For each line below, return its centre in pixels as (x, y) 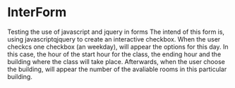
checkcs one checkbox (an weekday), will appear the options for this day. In (118, 46)
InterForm (37, 12)
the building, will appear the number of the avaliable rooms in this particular (117, 69)
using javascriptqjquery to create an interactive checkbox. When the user (114, 39)
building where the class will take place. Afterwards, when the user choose (116, 61)
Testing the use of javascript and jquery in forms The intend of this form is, (116, 32)
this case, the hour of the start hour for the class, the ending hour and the (114, 54)
